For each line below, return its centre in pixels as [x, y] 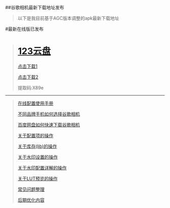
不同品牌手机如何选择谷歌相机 [49, 114]
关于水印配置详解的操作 [42, 168]
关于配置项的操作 [35, 135]
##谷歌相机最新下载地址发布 [35, 7]
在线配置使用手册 [35, 103]
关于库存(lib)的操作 [37, 146]
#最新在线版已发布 [25, 29]
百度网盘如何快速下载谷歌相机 [49, 124]
